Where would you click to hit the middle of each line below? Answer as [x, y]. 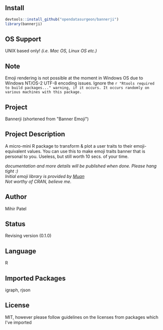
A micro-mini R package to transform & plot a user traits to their [69, 146]
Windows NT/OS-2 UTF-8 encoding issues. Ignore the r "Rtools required [80, 83]
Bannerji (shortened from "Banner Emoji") [47, 119]
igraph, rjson [18, 290]
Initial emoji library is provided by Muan [45, 176]
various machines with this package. [43, 92]
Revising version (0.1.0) [28, 236]
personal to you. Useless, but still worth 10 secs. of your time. [67, 156]
